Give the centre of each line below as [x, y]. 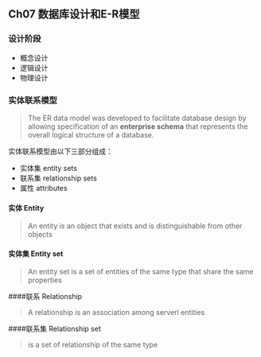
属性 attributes [43, 188]
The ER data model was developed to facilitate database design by [137, 118]
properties [45, 280]
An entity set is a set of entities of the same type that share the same [140, 272]
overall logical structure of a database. [91, 134]
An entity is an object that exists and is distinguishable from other [135, 226]
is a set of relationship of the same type [93, 345]
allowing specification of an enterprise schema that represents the [138, 126]
